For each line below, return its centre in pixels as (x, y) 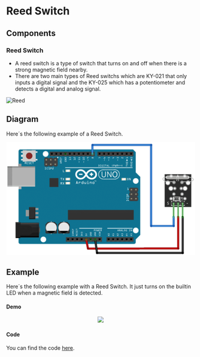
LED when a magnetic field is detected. (54, 293)
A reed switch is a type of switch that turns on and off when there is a (101, 63)
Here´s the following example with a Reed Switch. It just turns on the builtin (99, 287)
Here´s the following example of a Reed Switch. (65, 134)
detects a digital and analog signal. (58, 89)
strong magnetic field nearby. (51, 70)
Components (31, 33)
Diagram (22, 119)
